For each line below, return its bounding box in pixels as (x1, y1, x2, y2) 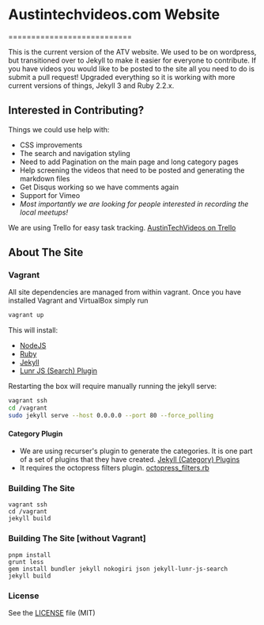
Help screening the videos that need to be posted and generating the (19, 165, 245, 175)
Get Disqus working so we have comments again (19, 182, 179, 192)
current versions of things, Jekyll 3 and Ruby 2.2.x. (8, 81, 175, 90)
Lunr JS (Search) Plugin (19, 366, 97, 375)
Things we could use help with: (8, 124, 110, 134)
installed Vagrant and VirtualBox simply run (8, 295, 149, 306)
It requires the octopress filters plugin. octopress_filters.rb (19, 463, 209, 473)
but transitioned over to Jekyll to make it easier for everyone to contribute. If (8, 55, 257, 65)
